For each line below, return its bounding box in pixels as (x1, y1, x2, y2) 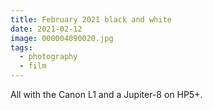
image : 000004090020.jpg (10, 33, 114, 43)
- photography (19, 52, 78, 62)
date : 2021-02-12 (10, 24, 83, 34)
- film (19, 61, 47, 71)
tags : (10, 42, 33, 53)
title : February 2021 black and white (10, 14, 172, 25)
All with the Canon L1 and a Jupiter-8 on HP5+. (10, 89, 203, 100)
